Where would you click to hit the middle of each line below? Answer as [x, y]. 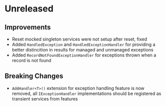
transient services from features [45, 98]
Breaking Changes [34, 76]
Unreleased [29, 9]
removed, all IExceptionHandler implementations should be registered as [86, 93]
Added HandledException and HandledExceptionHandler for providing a [83, 44]
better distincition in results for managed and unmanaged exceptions [83, 50]
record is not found [32, 60]
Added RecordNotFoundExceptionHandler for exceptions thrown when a [84, 55]
